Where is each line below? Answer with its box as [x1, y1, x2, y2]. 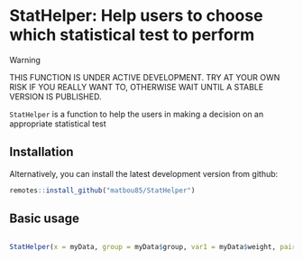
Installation [9, 144, 74, 160]
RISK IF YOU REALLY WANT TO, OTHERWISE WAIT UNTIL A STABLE [9, 81, 264, 92]
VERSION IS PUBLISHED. [9, 91, 102, 102]
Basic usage [9, 211, 79, 227]
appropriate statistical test [9, 118, 106, 129]
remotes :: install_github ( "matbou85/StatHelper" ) [9, 186, 196, 195]
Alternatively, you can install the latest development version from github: [9, 168, 279, 179]
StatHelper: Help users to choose [9, 5, 263, 26]
